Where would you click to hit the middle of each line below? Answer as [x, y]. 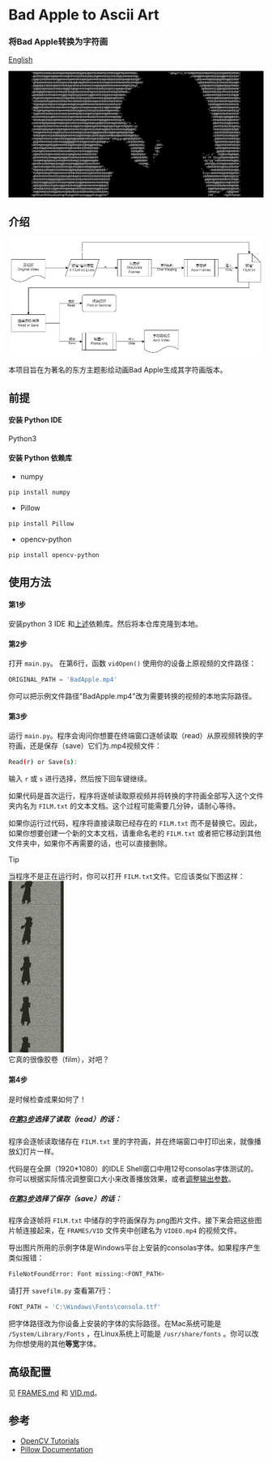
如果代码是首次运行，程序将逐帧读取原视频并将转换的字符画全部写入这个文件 [136, 796]
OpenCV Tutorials [49, 1441]
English [21, 60]
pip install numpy [39, 492]
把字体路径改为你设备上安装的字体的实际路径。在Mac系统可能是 [115, 1324]
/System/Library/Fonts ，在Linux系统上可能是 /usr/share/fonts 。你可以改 [134, 1334]
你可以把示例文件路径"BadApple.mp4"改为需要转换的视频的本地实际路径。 [132, 696]
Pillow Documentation [57, 1449]
